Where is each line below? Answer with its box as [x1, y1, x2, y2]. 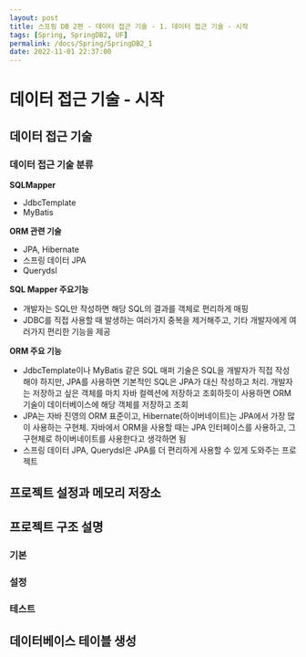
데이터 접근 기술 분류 [9, 158, 94, 171]
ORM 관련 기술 [9, 225, 62, 236]
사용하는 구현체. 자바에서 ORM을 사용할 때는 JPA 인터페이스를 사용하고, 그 [32, 422, 296, 433]
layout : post [9, 13, 59, 23]
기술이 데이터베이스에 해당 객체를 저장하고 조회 [22, 399, 189, 410]
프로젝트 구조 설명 [9, 519, 104, 535]
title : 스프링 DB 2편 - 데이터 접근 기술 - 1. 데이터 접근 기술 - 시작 [9, 22, 249, 31]
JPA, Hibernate [22, 244, 80, 255]
